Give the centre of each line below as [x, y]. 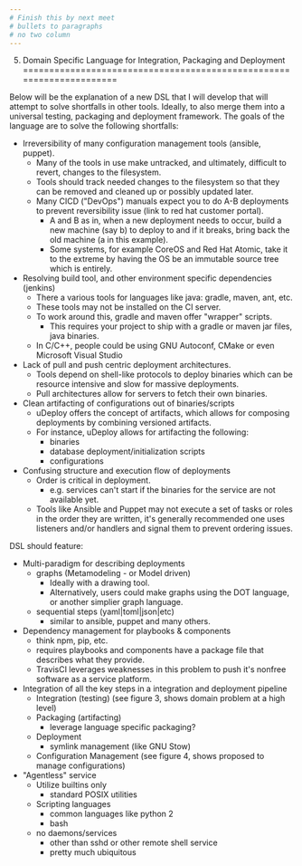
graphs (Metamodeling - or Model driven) [113, 573]
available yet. [74, 500]
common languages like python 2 [111, 814]
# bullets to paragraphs [56, 26]
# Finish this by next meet [62, 18]
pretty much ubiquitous [93, 852]
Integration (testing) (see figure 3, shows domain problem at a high [160, 698]
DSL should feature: [47, 546]
